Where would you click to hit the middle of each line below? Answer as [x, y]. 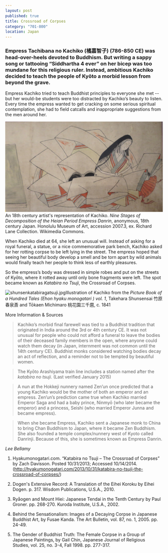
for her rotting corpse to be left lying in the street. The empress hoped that [82, 252]
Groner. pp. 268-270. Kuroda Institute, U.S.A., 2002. [66, 504]
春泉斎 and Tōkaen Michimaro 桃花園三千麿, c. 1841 [58, 305]
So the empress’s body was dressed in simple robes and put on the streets [82, 272]
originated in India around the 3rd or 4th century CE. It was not [82, 330]
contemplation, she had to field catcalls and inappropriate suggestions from [83, 109]
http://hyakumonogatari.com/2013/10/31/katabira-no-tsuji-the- [79, 469]
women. [26, 361]
